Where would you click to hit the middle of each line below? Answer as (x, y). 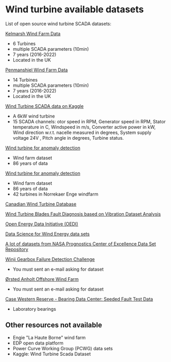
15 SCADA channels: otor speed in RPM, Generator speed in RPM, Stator (89, 121)
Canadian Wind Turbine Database (41, 204)
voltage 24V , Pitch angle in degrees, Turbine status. (68, 138)
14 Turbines (25, 80)
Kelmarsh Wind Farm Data (33, 33)
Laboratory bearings (34, 309)
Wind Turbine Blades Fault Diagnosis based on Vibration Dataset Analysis (83, 214)
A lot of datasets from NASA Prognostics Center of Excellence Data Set (81, 244)
